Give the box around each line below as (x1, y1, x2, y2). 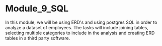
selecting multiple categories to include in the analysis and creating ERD (5, 30, 155, 36)
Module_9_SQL (5, 3, 69, 14)
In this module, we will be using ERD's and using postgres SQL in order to (5, 19, 157, 25)
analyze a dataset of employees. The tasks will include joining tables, (5, 24, 148, 30)
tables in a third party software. (5, 35, 70, 41)
